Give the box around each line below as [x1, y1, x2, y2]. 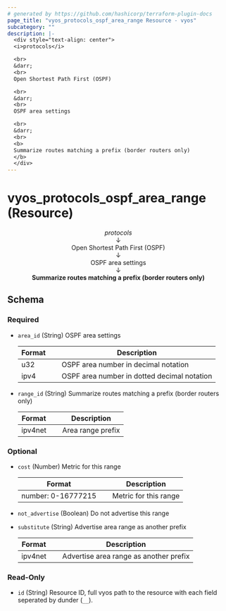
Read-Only [7, 572, 46, 582]
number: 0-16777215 [20, 491, 97, 501]
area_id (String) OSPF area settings [17, 331, 121, 339]
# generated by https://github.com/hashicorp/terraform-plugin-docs [7, 10, 213, 18]
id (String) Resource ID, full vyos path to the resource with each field [17, 588, 218, 597]
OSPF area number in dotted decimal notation [61, 371, 213, 381]
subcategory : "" [7, 23, 55, 30]
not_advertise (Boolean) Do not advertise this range [17, 509, 170, 518]
